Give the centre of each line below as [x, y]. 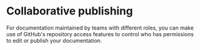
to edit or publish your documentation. [54, 40]
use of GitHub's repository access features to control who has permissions [100, 34]
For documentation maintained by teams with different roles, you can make [100, 28]
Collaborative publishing [70, 11]
